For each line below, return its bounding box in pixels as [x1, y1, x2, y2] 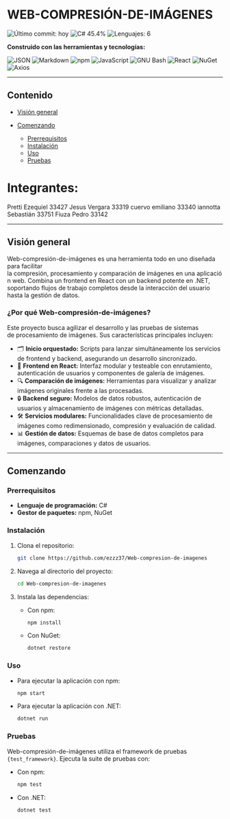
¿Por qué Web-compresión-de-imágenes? [7, 308, 151, 318]
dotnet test [16, 807, 51, 814]
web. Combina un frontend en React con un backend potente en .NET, [12, 276, 210, 284]
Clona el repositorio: [16, 541, 75, 549]
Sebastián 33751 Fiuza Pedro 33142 [7, 210, 108, 218]
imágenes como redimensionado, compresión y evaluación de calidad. [16, 421, 217, 429]
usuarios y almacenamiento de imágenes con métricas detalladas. [16, 404, 204, 412]
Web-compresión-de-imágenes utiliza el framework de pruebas [7, 747, 187, 755]
